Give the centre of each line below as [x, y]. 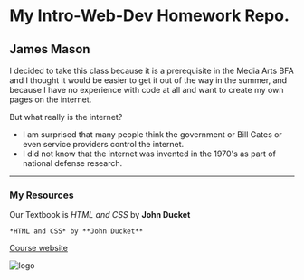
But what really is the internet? [66, 117]
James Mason [50, 49]
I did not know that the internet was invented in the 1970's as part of [149, 154]
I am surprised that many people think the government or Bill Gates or [152, 135]
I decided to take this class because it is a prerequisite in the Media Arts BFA [152, 70]
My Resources [42, 195]
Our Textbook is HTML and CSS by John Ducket [100, 215]
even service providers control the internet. [103, 144]
